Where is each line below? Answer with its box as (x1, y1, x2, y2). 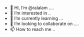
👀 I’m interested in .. (9, 10, 51, 16)
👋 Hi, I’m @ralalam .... (9, 5, 54, 10)
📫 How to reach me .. (9, 26, 55, 32)
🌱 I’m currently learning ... (9, 15, 63, 21)
